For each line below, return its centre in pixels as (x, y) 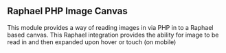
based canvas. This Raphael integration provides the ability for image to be (113, 35)
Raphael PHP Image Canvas (68, 11)
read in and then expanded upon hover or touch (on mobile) (92, 42)
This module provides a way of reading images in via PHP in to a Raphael (110, 27)
